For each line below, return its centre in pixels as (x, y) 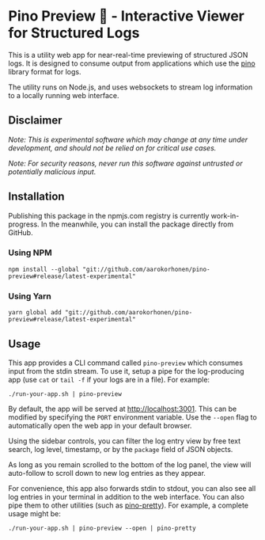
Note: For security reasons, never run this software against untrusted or (125, 163)
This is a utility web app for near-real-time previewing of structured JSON (128, 55)
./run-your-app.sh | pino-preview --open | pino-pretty (102, 528)
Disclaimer (35, 121)
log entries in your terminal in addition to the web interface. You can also (127, 496)
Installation (36, 197)
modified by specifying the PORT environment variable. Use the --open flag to (132, 417)
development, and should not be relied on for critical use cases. (112, 148)
